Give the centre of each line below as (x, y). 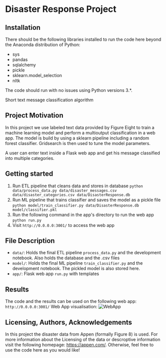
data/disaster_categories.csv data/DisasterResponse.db (71, 195)
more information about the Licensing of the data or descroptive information (83, 340)
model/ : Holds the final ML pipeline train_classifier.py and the (77, 263)
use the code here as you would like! (43, 350)
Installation (23, 28)
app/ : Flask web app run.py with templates (55, 274)
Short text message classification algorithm (49, 100)
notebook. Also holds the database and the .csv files (66, 258)
